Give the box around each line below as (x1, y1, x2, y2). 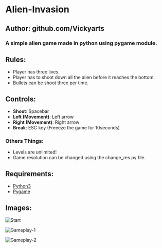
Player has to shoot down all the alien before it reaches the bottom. (12, 74, 155, 81)
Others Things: (5, 138, 44, 145)
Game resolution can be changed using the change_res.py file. (12, 155, 146, 161)
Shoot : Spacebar (12, 108, 49, 115)
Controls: (5, 94, 36, 103)
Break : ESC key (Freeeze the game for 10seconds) (12, 125, 120, 131)
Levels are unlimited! (12, 149, 57, 155)
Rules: (5, 55, 26, 64)
